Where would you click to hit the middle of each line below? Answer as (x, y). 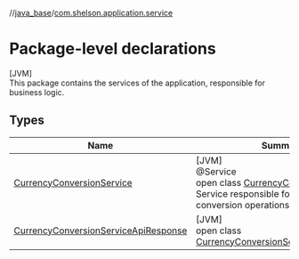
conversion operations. (243, 205)
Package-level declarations (113, 49)
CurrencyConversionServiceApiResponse (101, 231)
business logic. (37, 92)
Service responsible (237, 193)
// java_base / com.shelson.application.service (91, 13)
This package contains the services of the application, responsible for (137, 83)
